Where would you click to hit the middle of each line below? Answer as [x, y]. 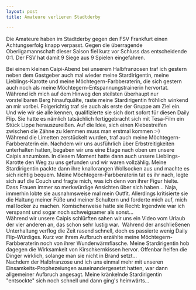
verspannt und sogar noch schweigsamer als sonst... [70, 212]
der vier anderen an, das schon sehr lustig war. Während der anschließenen [98, 224]
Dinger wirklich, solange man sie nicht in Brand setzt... [72, 255]
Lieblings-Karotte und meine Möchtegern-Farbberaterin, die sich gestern [94, 81]
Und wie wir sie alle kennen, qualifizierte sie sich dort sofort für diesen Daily [98, 112]
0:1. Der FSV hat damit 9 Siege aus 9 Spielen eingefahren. [76, 57]
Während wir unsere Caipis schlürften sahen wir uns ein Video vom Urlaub [96, 218]
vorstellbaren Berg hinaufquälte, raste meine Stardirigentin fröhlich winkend [97, 100]
